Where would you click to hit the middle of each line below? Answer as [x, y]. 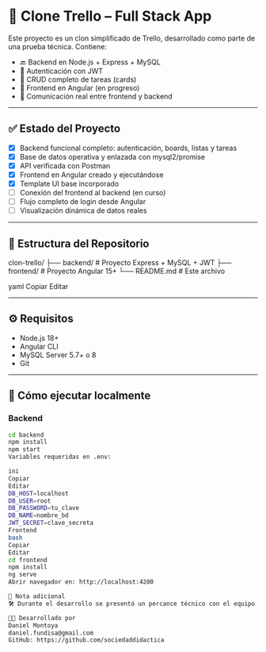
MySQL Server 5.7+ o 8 [58, 355]
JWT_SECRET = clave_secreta [51, 523]
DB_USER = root [30, 501]
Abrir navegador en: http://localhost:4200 [81, 582]
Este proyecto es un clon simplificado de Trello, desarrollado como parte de [132, 38]
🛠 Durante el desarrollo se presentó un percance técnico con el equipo [132, 604]
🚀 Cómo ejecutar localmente [80, 396]
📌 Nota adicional [37, 596]
